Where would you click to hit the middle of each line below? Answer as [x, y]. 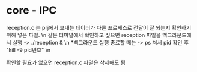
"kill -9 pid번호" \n [29, 50]
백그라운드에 [177, 35]
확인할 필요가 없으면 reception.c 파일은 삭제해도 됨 [66, 62]
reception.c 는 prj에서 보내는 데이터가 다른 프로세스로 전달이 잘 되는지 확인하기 [99, 27]
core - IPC [32, 10]
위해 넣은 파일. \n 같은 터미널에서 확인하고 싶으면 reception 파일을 [83, 35]
